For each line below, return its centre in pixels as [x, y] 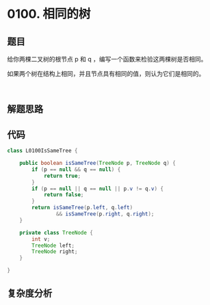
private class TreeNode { [56, 233]
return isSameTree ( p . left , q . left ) [82, 208]
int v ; [41, 239]
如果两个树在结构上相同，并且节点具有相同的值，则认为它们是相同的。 [106, 74]
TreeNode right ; [55, 252]
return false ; [64, 195]
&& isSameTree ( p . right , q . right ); [105, 214]
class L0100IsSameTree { [42, 151]
